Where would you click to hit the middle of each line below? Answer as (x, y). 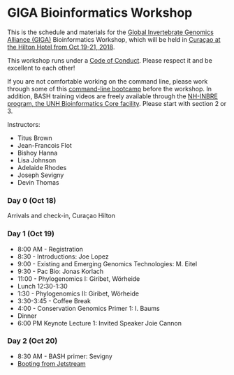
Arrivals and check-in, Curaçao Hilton (61, 216)
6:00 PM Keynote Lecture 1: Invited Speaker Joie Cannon (100, 323)
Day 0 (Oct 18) (32, 200)
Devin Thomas (38, 182)
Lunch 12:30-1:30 (42, 286)
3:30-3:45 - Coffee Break (54, 300)
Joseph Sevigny (41, 175)
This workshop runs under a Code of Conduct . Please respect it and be (110, 60)
